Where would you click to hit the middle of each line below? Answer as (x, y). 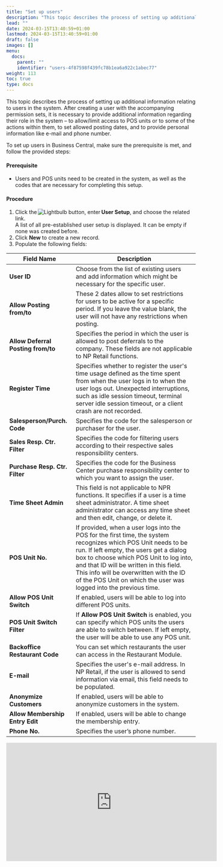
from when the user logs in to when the (131, 381)
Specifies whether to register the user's (131, 366)
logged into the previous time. (118, 588)
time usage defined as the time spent (128, 373)
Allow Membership (37, 714)
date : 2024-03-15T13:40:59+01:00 (48, 29)
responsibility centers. (107, 453)
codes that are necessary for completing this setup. (79, 185)
